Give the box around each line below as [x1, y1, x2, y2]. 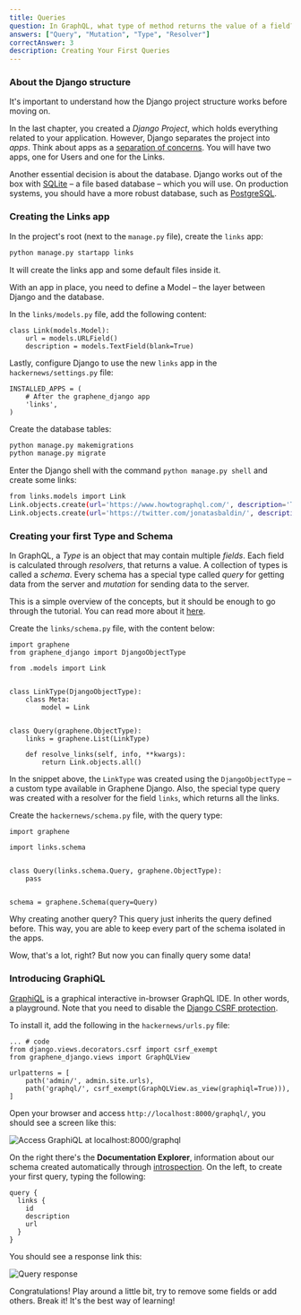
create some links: [9, 475, 78, 486]
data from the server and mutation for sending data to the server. [9, 579, 250, 589]
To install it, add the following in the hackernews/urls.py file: [9, 1019, 230, 1030]
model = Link [41, 703, 90, 712]
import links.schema [9, 843, 87, 852]
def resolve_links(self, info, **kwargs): [25, 750, 186, 760]
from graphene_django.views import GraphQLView [9, 1053, 191, 1061]
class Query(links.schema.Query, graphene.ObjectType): [9, 866, 222, 876]
